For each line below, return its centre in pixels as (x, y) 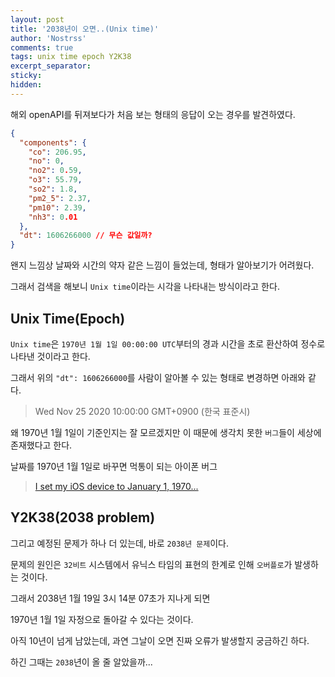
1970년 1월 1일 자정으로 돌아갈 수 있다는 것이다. (102, 619)
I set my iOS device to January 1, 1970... (116, 486)
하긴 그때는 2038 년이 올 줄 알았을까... (81, 662)
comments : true (42, 47)
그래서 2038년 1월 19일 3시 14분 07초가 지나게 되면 (110, 598)
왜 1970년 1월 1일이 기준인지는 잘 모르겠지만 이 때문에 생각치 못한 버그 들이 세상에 (166, 432)
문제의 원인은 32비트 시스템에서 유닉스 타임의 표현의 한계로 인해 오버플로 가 (151, 564)
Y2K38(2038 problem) (83, 517)
